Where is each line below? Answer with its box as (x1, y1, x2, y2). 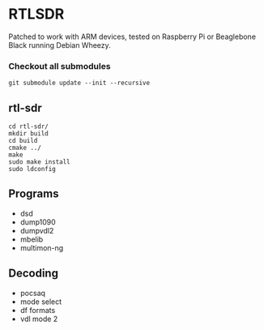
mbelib (19, 234, 44, 244)
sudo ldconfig (8, 165, 57, 174)
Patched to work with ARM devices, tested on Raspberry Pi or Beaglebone (8, 32, 257, 41)
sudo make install (8, 158, 70, 166)
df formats (19, 305, 56, 315)
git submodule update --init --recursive (8, 79, 151, 88)
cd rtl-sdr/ (8, 122, 49, 131)
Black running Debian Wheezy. (8, 40, 111, 49)
